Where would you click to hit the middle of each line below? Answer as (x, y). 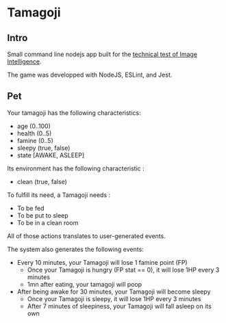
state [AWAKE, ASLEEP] (51, 155)
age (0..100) (34, 126)
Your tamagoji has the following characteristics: (74, 113)
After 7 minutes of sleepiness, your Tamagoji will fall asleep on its (120, 306)
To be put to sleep (42, 215)
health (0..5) (34, 133)
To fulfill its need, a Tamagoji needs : (59, 195)
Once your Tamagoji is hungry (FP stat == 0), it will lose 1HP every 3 (123, 270)
